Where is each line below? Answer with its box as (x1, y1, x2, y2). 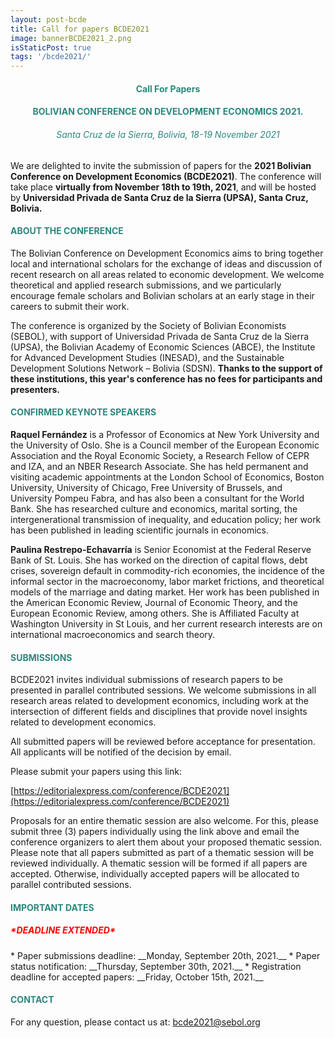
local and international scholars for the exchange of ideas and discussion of (10, 257, 323, 270)
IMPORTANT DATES (10, 901, 95, 913)
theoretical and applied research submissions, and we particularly (10, 279, 282, 291)
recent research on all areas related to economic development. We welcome (10, 268, 325, 280)
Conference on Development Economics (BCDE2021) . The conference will (10, 170, 322, 182)
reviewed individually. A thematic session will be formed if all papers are (10, 857, 308, 870)
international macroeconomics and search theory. (10, 628, 216, 640)
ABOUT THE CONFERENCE (10, 225, 124, 237)
